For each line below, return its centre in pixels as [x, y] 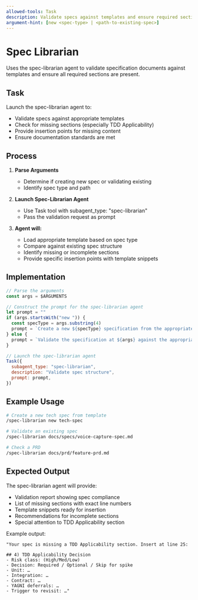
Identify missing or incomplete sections [71, 252]
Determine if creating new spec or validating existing [88, 181]
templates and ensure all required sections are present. [73, 74]
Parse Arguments [37, 170]
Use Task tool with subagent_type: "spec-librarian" [85, 211]
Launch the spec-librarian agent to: [49, 107]
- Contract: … [24, 581]
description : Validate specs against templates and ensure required [92, 17]
